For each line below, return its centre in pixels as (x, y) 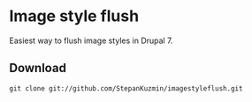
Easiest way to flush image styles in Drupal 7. (91, 40)
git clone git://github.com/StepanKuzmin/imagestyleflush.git (126, 88)
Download (38, 68)
